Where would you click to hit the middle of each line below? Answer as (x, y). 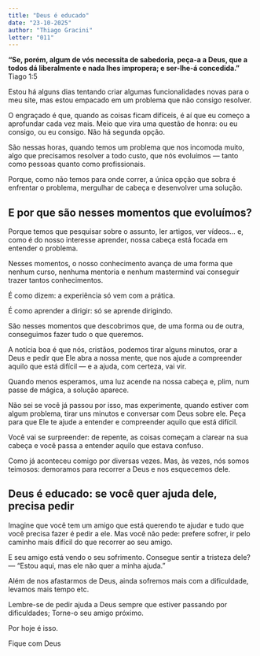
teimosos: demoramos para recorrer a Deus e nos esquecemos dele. (119, 469)
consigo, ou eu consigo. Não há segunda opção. (87, 132)
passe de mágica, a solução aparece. (69, 390)
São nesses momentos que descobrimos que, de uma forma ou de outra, (126, 326)
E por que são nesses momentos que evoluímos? (130, 212)
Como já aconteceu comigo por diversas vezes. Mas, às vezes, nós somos (129, 461)
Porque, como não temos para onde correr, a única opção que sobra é (122, 180)
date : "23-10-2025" (40, 23)
